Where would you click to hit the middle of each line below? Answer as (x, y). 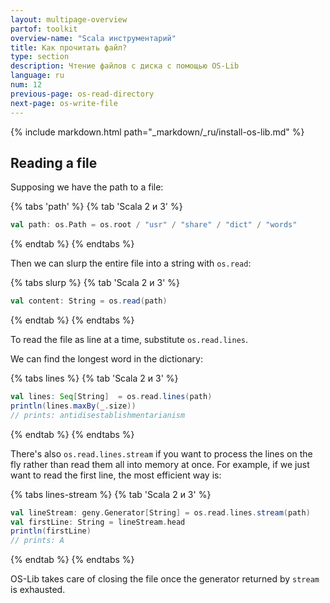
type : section (40, 57)
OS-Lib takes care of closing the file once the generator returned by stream (165, 579)
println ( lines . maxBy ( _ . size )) (73, 406)
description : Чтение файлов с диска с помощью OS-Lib (125, 66)
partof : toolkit (44, 29)
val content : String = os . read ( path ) (89, 301)
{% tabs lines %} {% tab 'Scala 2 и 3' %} (94, 378)
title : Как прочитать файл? (69, 47)
